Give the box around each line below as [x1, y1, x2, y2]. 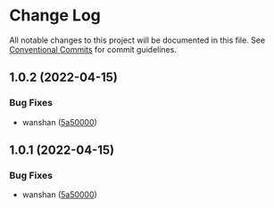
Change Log [9, 5, 101, 26]
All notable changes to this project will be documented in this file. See [9, 35, 266, 45]
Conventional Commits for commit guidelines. [9, 44, 177, 54]
